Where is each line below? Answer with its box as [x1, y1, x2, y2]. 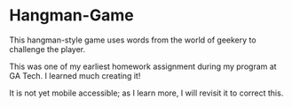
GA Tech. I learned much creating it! [9, 70, 141, 80]
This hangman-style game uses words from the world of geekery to [9, 34, 256, 45]
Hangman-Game [9, 5, 135, 26]
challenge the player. [9, 43, 86, 54]
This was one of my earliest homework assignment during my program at [9, 61, 277, 72]
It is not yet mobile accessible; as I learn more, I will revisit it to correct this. [9, 88, 284, 98]
